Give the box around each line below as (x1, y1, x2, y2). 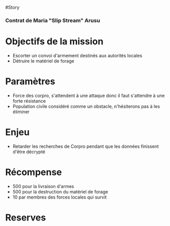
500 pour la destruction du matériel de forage (12, 188, 108, 195)
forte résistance (12, 98, 46, 104)
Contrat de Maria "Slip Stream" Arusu (5, 17, 100, 24)
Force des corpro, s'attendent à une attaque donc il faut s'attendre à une (12, 92, 165, 99)
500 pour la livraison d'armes (12, 183, 75, 189)
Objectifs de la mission (5, 36, 104, 47)
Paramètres (5, 76, 55, 87)
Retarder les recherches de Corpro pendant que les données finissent (12, 143, 159, 149)
